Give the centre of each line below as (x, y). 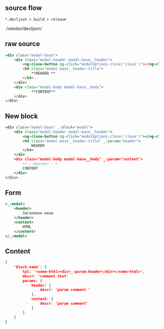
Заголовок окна (38, 213)
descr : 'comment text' (46, 276)
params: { (32, 281)
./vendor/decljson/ (24, 28)
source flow (24, 8)
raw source (22, 44)
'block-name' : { (31, 267)
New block (21, 116)
